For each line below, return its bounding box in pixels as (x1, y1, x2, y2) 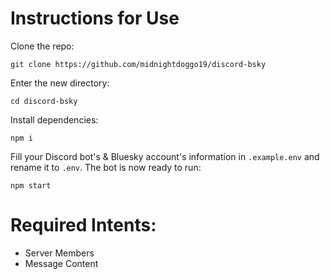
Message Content (24, 257, 99, 269)
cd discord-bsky (10, 96, 78, 106)
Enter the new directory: (10, 77, 110, 89)
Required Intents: (10, 214, 157, 237)
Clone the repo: (10, 40, 75, 52)
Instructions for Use (10, 7, 180, 30)
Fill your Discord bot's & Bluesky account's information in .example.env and (10, 150, 320, 162)
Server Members (24, 247, 95, 259)
